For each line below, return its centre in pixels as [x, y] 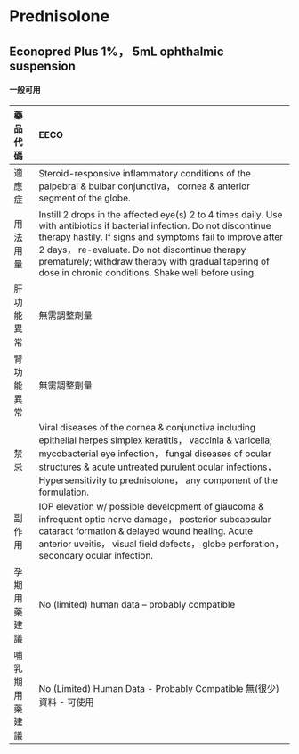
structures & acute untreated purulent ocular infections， [158, 467]
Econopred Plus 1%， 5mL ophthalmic [117, 51]
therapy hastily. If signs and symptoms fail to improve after [161, 236]
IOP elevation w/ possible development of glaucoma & [151, 506]
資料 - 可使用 [66, 701]
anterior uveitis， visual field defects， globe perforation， [162, 544]
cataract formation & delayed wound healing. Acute [146, 530]
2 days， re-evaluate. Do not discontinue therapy [142, 250]
